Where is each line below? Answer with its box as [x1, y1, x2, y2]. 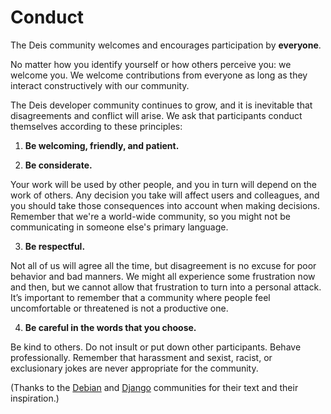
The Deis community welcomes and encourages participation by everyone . [10, 39, 322, 51]
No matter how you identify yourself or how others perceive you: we [10, 58, 292, 70]
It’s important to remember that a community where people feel [10, 291, 271, 303]
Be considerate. [24, 159, 93, 171]
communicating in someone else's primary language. [10, 221, 229, 233]
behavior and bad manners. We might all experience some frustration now [10, 270, 316, 282]
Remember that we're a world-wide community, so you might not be [10, 210, 291, 222]
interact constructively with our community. [10, 79, 190, 91]
